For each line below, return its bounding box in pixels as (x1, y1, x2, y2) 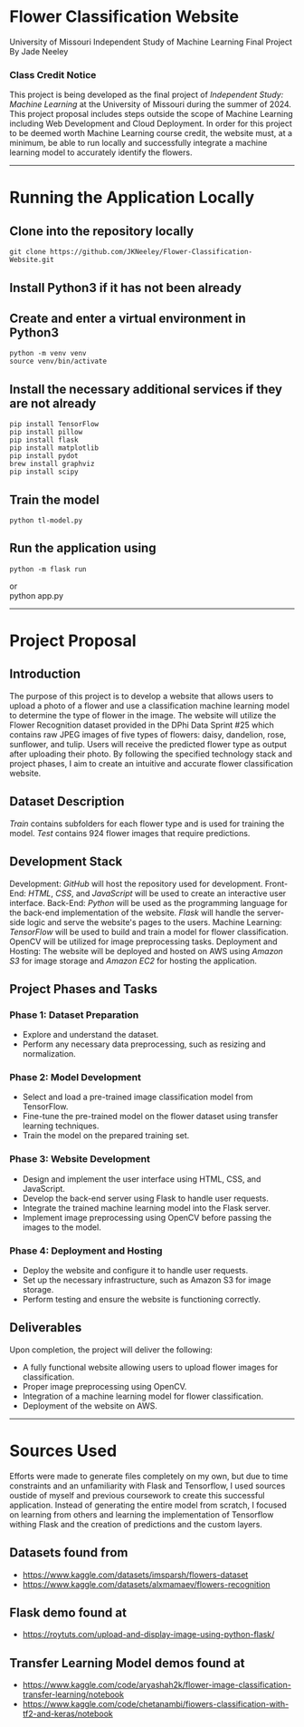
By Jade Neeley (9, 45, 69, 56)
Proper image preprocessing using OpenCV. (22, 1381, 187, 1391)
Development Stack (9, 854, 123, 870)
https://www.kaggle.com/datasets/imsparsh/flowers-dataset (22, 1569, 249, 1580)
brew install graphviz (9, 460, 95, 469)
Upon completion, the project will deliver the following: (9, 1344, 213, 1355)
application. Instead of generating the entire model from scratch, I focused (9, 1499, 288, 1510)
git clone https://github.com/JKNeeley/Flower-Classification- (9, 248, 253, 257)
